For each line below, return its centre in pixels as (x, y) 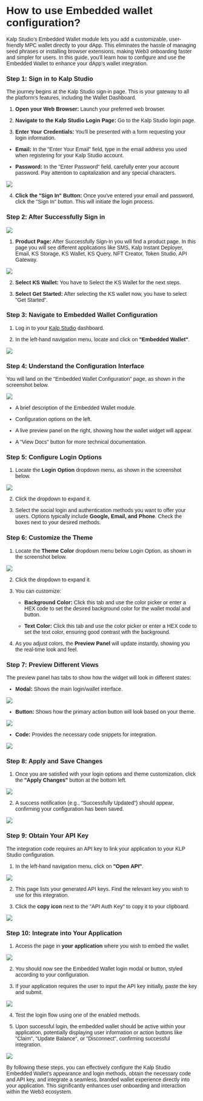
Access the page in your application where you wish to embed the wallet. (102, 946)
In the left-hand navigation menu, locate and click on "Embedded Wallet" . (102, 339)
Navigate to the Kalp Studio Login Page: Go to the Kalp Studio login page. (105, 121)
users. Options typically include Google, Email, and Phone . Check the (98, 516)
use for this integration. (42, 895)
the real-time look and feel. (46, 649)
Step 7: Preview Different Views (52, 665)
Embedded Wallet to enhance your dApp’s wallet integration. (77, 63)
